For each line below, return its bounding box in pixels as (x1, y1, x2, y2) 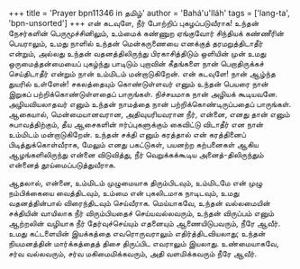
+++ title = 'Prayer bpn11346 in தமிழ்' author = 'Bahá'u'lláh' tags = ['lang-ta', (8, 8, 290, 18)
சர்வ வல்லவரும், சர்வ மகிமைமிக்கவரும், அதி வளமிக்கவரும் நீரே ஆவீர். (8, 248, 258, 259)
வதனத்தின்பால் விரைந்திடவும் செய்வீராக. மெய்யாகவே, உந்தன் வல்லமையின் (8, 198, 271, 208)
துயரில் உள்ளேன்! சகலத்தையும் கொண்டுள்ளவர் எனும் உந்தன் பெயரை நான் (8, 78, 269, 89)
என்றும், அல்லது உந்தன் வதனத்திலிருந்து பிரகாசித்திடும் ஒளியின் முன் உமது (8, 49, 267, 58)
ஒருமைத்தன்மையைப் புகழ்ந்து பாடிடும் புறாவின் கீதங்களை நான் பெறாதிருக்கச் (8, 58, 265, 68)
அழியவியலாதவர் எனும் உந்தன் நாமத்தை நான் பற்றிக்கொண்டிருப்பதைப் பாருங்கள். (8, 99, 292, 109)
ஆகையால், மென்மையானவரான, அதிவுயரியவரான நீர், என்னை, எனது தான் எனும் (8, 109, 290, 120)
